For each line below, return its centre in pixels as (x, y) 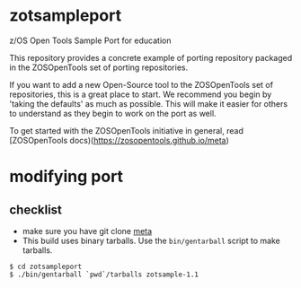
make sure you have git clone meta (87, 231)
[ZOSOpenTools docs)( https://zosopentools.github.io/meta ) (119, 140)
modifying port (66, 177)
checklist (36, 209)
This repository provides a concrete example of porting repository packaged (151, 57)
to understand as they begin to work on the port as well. (113, 113)
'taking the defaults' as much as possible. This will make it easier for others (149, 103)
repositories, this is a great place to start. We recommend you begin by (141, 94)
